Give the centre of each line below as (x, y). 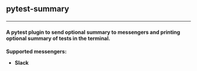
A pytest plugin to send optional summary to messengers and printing (93, 32)
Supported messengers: (36, 52)
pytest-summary (38, 9)
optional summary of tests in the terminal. (58, 38)
